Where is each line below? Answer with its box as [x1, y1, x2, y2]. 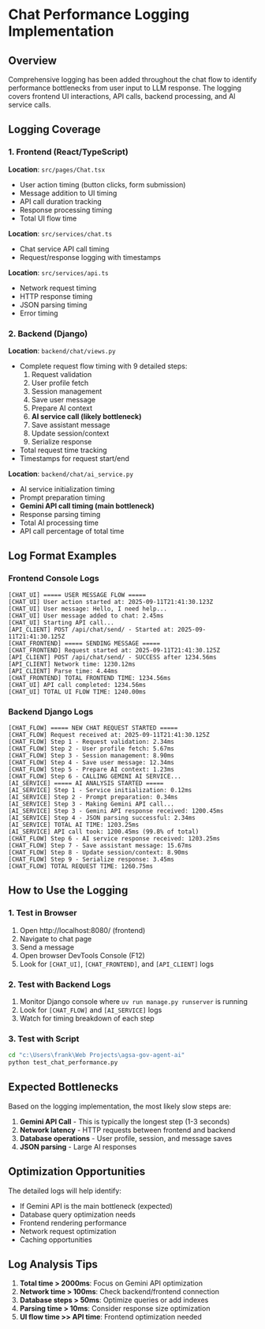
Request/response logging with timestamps [19, 252, 162, 262]
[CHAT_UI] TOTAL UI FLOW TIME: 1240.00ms [8, 688, 147, 696]
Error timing [19, 308, 58, 318]
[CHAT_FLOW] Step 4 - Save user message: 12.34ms [8, 758, 175, 766]
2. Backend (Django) [8, 328, 88, 339]
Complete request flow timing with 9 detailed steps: [19, 361, 188, 371]
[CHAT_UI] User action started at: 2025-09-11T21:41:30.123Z [8, 598, 214, 606]
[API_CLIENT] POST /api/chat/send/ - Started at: [8, 625, 175, 633]
